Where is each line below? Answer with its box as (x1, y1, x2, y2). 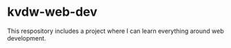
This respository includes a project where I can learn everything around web (7, 27, 224, 35)
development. (7, 34, 46, 42)
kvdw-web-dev (7, 4, 98, 20)
